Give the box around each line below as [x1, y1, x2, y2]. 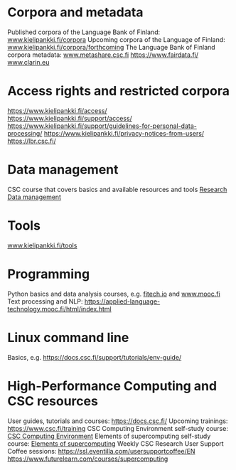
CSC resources [7, 392, 98, 409]
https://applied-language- [84, 297, 161, 306]
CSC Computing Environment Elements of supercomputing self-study [7, 432, 211, 440]
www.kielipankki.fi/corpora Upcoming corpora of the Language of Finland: [7, 35, 225, 43]
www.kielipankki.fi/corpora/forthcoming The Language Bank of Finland [7, 43, 215, 51]
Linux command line [7, 329, 129, 346]
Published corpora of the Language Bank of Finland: [7, 28, 161, 36]
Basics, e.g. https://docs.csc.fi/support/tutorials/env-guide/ [7, 353, 182, 361]
